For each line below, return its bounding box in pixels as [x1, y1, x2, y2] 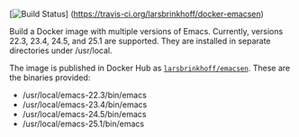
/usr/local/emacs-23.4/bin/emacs [22, 99, 148, 110]
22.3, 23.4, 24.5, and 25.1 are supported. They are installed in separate [9, 36, 272, 46]
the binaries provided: [9, 72, 91, 83]
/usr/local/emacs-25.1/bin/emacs [22, 118, 145, 129]
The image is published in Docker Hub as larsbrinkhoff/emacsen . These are [9, 63, 291, 73]
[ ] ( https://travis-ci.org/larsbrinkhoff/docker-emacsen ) [9, 9, 264, 19]
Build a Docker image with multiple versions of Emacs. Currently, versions [9, 26, 284, 36]
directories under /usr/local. [9, 45, 113, 56]
